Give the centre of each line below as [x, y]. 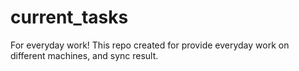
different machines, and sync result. [84, 55]
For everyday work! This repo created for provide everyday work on [150, 45]
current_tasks [69, 17]
